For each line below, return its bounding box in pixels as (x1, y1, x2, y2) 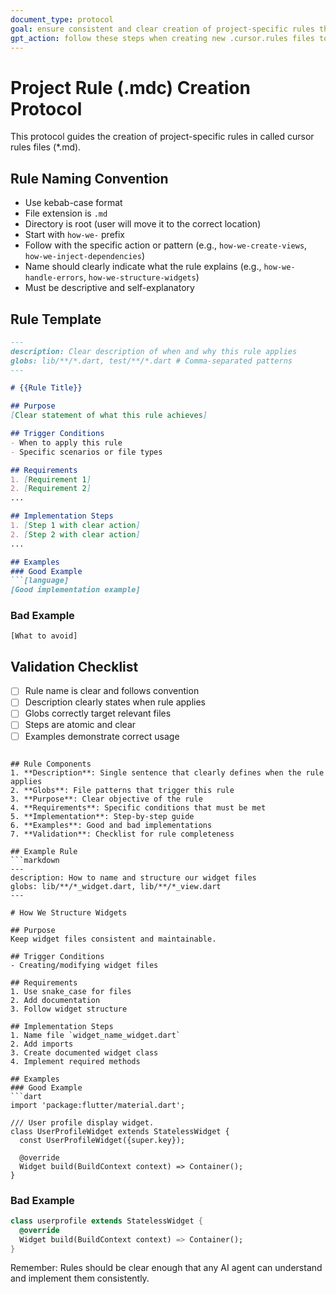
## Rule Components (10, 759, 92, 769)
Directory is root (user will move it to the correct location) (24, 218, 262, 230)
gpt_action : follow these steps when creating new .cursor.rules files (10, 33, 315, 43)
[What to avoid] (10, 631, 78, 641)
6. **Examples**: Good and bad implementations (10, 820, 213, 830)
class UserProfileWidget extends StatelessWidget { (10, 1126, 230, 1136)
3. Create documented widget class (10, 1047, 159, 1058)
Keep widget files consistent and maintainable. (10, 934, 217, 944)
